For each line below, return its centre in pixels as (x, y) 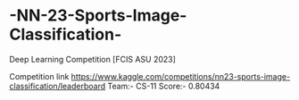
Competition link (39, 76)
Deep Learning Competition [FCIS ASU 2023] (93, 59)
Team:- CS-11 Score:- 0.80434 (163, 86)
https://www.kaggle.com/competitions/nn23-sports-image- (181, 76)
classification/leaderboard (58, 86)
